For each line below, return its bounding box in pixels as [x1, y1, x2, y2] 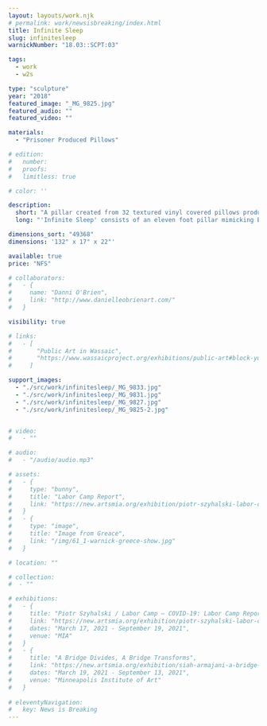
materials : [8, 129, 44, 137]
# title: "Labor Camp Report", [8, 492, 126, 501]
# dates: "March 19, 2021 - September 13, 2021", [8, 669, 191, 677]
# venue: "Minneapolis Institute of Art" [8, 676, 161, 684]
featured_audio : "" [8, 107, 73, 115]
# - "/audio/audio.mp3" [8, 456, 94, 464]
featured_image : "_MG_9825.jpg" [8, 99, 115, 107]
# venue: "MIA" [8, 631, 73, 640]
